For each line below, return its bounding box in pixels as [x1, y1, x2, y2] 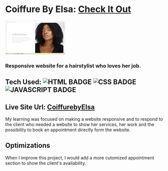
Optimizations [5, 141, 50, 150]
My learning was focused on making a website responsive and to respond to [5, 116, 163, 122]
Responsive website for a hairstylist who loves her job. [5, 62, 141, 69]
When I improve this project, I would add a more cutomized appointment [5, 154, 154, 160]
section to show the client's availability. [5, 160, 86, 166]
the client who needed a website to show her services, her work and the [5, 122, 154, 128]
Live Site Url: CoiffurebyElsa [5, 103, 95, 111]
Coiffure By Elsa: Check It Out [5, 4, 131, 15]
